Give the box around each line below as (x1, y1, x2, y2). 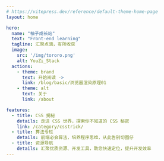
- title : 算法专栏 (11, 129, 53, 135)
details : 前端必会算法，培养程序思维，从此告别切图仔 (17, 134, 134, 141)
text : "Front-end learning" (11, 36, 81, 42)
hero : (6, 25, 20, 31)
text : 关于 (21, 91, 48, 97)
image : (11, 47, 28, 53)
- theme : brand (17, 69, 55, 75)
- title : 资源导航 (11, 140, 53, 146)
